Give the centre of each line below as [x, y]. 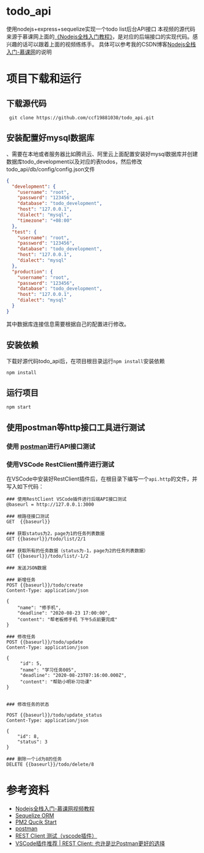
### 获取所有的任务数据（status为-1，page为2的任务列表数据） [77, 551]
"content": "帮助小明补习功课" [56, 682]
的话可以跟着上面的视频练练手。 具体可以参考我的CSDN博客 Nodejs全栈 [107, 44]
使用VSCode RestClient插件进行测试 [60, 464]
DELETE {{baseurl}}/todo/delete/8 [50, 764]
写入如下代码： [25, 486]
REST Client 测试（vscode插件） [56, 835]
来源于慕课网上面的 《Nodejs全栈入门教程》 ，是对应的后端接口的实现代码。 [100, 36]
